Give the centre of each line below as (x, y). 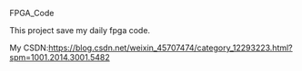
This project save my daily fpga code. (80, 30)
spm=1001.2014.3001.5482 (60, 57)
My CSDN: (29, 48)
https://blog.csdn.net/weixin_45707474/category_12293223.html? (171, 48)
